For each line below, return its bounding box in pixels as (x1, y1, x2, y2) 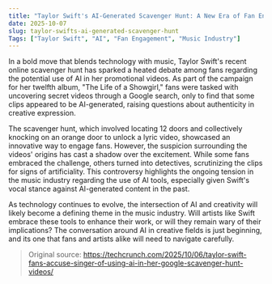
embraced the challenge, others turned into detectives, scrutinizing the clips (8, 159, 263, 168)
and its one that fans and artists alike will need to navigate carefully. (8, 234, 235, 244)
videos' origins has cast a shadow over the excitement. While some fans (8, 150, 249, 159)
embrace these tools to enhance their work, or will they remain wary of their (8, 217, 261, 227)
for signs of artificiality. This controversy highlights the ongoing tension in (8, 167, 254, 176)
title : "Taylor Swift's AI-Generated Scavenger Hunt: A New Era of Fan (8, 11, 255, 20)
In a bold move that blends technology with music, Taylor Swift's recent (8, 57, 247, 66)
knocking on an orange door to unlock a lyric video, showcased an (8, 133, 231, 142)
